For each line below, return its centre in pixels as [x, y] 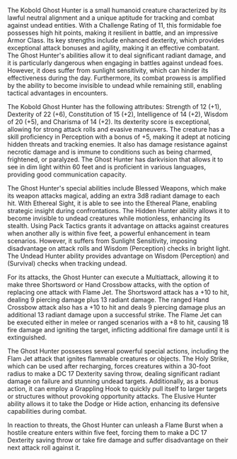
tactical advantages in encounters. [58, 93]
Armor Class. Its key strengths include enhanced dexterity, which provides [116, 40]
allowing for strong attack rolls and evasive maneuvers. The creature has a [116, 129]
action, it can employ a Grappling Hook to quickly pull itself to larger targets [117, 389]
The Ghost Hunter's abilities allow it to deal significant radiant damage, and [117, 55]
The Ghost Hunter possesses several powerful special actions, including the [118, 351]
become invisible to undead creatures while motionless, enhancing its [109, 218]
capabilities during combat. [47, 411]
